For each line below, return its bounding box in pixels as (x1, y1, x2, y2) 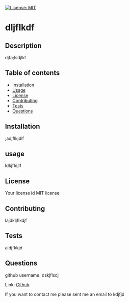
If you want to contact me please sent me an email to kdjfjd (5, 291, 125, 297)
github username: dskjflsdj (5, 272, 59, 278)
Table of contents (5, 69, 60, 77)
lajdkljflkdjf (5, 217, 27, 224)
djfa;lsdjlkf (5, 55, 26, 60)
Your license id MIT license (5, 190, 60, 196)
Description (5, 41, 42, 50)
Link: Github (5, 281, 29, 288)
